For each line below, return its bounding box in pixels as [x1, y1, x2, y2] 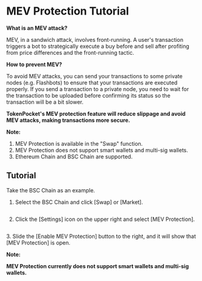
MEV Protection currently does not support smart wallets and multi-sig [6, 262, 189, 269]
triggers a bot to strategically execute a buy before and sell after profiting [6, 42, 190, 50]
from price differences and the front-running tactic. [6, 49, 135, 56]
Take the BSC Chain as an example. [6, 186, 95, 194]
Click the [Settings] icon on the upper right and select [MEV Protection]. [15, 215, 195, 223]
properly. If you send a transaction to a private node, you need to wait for [6, 85, 189, 92]
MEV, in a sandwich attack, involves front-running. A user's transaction [6, 36, 184, 43]
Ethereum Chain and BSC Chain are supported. [15, 153, 133, 160]
